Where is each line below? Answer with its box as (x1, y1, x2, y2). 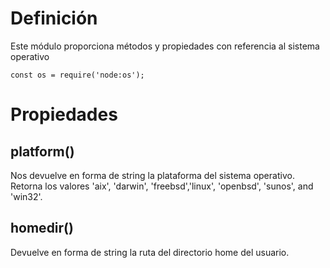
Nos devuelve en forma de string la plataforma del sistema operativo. (10, 169, 295, 181)
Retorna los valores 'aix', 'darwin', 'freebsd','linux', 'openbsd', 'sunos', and (10, 180, 314, 192)
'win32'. (10, 190, 43, 202)
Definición (10, 7, 98, 30)
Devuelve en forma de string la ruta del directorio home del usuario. (10, 246, 290, 258)
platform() (10, 143, 75, 160)
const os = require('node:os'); (10, 70, 145, 80)
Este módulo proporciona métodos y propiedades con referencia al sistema (10, 40, 320, 52)
